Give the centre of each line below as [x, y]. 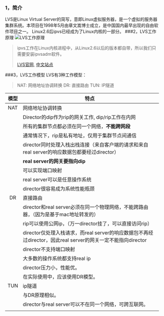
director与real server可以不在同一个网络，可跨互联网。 [86, 304]
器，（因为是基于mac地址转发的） [61, 215]
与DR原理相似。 [41, 295]
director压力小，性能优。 [51, 268]
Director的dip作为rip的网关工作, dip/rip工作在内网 [79, 117]
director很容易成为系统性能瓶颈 [59, 189]
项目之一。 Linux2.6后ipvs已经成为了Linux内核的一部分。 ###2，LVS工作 [83, 32]
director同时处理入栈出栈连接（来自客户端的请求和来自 [85, 145]
